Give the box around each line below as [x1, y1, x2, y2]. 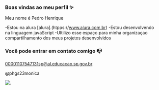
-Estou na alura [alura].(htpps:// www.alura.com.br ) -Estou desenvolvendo [5, 25, 155, 30]
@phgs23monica [5, 70, 40, 76]
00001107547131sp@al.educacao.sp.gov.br [5, 60, 93, 66]
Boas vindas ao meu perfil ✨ [5, 4, 74, 11]
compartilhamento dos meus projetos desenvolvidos [5, 35, 111, 41]
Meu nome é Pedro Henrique [5, 15, 64, 21]
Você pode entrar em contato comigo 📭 [5, 48, 102, 55]
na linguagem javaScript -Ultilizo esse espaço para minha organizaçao [5, 30, 148, 36]
